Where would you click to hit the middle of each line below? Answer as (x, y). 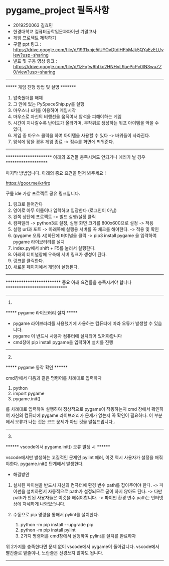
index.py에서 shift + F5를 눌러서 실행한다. (54, 248)
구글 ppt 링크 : (27, 44)
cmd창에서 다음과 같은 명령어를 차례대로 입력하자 (54, 378)
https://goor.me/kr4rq (28, 183)
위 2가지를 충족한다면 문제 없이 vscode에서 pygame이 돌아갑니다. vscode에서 (82, 546)
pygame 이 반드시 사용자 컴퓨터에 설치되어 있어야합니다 (67, 336)
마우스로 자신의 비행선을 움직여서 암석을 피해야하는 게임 (67, 117)
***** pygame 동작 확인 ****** (37, 367)
